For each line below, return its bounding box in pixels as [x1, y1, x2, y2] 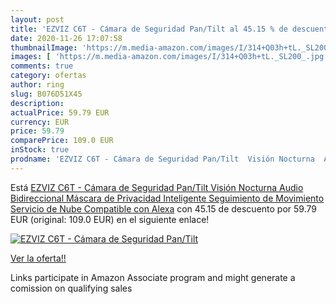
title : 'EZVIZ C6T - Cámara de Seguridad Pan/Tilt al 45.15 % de [10, 24, 288, 34]
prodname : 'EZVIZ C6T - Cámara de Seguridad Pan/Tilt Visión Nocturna [10, 154, 315, 164]
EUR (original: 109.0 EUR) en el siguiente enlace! [10, 213, 210, 225]
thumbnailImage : [10, 42, 78, 53]
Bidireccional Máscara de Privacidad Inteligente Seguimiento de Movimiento [10, 192, 325, 204]
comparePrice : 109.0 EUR [10, 136, 114, 146]
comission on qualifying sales [10, 282, 133, 294]
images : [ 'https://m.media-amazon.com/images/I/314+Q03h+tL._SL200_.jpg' [10, 52, 329, 62]
